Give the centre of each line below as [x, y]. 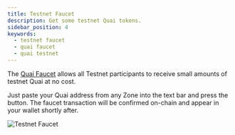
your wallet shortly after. [43, 110]
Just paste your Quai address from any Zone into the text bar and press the [118, 95]
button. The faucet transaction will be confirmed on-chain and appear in [113, 102]
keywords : [22, 34]
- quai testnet [36, 54]
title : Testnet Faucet [41, 14]
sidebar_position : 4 [38, 27]
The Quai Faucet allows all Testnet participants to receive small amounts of [117, 74]
